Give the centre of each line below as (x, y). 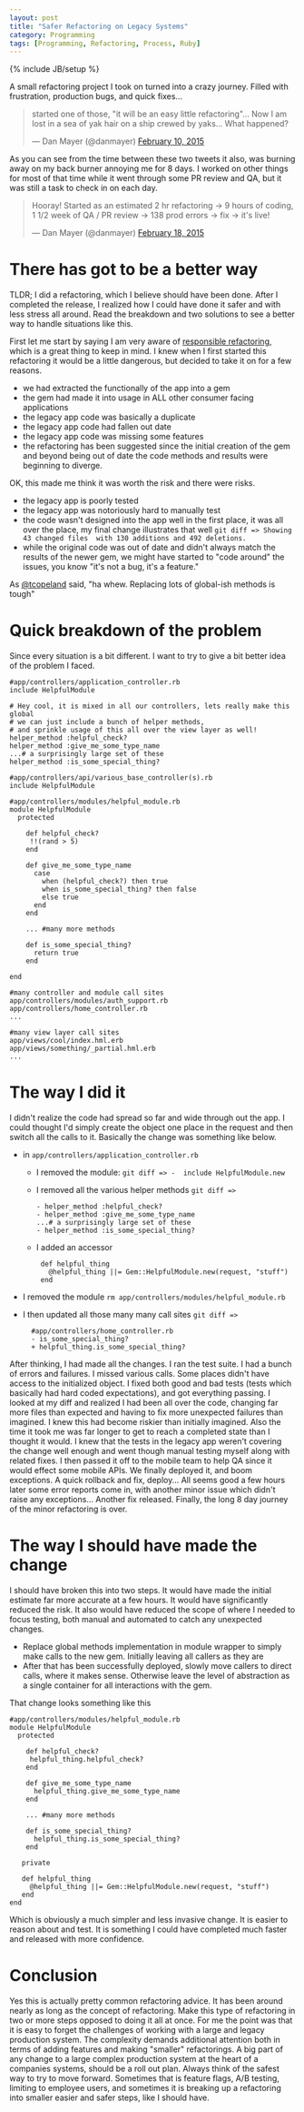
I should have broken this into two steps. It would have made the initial (141, 1590)
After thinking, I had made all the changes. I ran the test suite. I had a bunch (151, 1364)
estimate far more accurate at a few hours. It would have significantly (139, 1600)
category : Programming (52, 35)
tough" (22, 594)
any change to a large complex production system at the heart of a (134, 2058)
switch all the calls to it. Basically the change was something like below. (143, 1137)
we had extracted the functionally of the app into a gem (126, 389)
